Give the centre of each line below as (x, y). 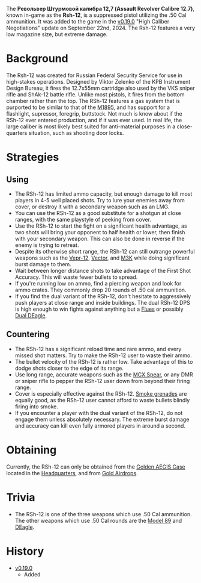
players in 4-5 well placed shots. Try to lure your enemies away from (100, 200)
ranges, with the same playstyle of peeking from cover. (83, 219)
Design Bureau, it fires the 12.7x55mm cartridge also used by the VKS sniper (100, 88)
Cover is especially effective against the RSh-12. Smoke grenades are (101, 393)
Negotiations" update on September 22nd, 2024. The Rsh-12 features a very (101, 28)
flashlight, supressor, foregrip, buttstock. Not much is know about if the (94, 113)
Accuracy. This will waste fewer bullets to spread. (76, 277)
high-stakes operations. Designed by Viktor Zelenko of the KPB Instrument (98, 81)
